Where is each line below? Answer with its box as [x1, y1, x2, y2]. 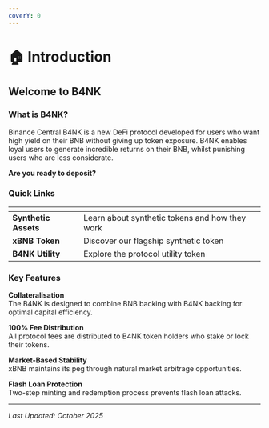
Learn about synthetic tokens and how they [83, 212, 247, 223]
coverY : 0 [8, 11, 42, 20]
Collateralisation [8, 290, 65, 300]
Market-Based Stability [8, 355, 87, 365]
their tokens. [8, 340, 50, 350]
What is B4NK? [8, 109, 69, 120]
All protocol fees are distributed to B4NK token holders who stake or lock [8, 331, 250, 341]
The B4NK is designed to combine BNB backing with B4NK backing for [8, 299, 243, 309]
